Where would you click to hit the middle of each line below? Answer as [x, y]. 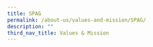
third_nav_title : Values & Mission [58, 33]
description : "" [30, 26]
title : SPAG [24, 13]
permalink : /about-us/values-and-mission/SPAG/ [77, 20]
